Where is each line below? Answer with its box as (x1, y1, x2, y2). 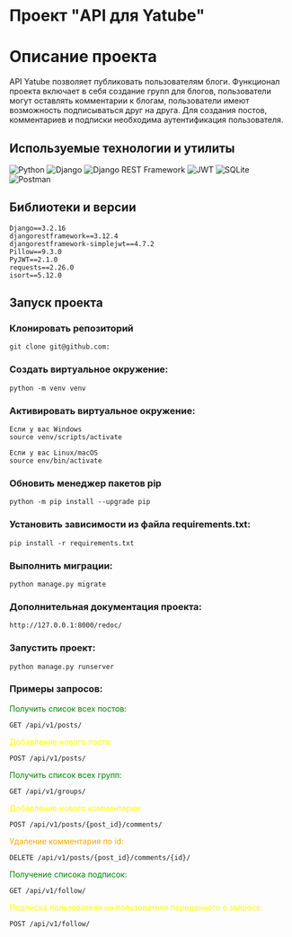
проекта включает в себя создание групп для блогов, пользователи (9, 86, 271, 97)
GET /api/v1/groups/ (9, 787, 87, 796)
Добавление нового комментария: (9, 802, 143, 813)
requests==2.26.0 (9, 262, 75, 272)
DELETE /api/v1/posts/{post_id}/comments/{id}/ (9, 853, 191, 862)
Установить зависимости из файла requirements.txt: (9, 518, 252, 531)
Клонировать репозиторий (9, 323, 134, 335)
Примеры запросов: (9, 683, 103, 695)
